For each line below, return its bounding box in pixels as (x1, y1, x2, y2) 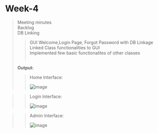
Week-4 (5, 3, 39, 14)
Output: (17, 65, 34, 71)
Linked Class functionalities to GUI (29, 44, 100, 50)
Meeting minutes (17, 19, 52, 25)
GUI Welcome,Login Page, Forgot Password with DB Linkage (29, 39, 154, 45)
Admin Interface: (29, 112, 64, 119)
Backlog (17, 24, 34, 30)
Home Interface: (29, 74, 63, 80)
